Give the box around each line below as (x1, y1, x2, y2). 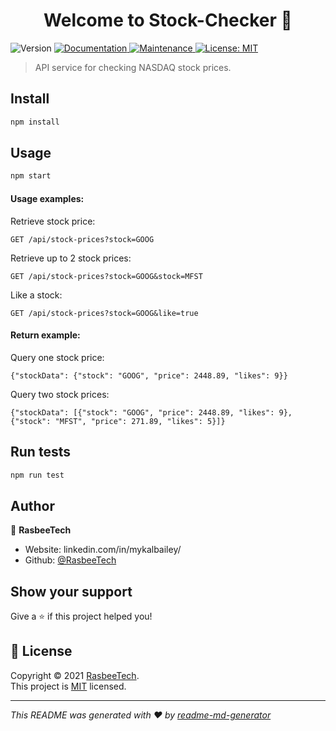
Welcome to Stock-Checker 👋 (43, 9, 293, 32)
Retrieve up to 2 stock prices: (10, 252, 132, 264)
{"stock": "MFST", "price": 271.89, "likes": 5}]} (10, 416, 226, 426)
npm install (10, 117, 60, 127)
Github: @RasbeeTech (24, 554, 117, 566)
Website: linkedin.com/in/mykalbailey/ (24, 544, 182, 556)
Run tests (10, 444, 71, 461)
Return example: (10, 329, 81, 341)
